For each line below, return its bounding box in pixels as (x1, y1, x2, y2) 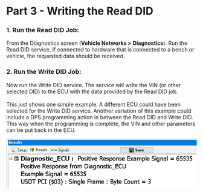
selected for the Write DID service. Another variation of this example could (6, 107, 192, 114)
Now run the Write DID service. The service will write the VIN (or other (6, 81, 181, 88)
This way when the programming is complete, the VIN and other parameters (6, 120, 196, 127)
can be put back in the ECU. (6, 126, 76, 134)
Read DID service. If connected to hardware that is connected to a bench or (6, 46, 195, 53)
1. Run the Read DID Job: (6, 26, 80, 35)
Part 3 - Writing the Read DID (6, 4, 154, 18)
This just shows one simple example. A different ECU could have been (6, 101, 181, 108)
